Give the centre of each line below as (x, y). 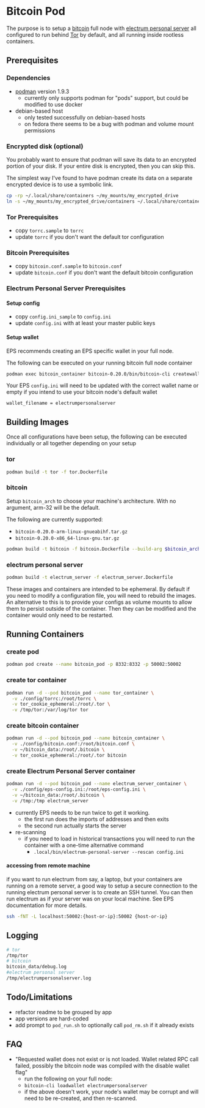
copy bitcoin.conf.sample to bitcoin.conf (68, 266)
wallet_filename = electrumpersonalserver (61, 403)
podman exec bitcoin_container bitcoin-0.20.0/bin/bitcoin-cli (88, 374)
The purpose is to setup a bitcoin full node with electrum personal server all (101, 28)
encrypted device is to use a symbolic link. (60, 184)
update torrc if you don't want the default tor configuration (89, 236)
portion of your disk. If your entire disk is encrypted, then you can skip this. (101, 166)
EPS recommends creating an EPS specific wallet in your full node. (90, 351)
